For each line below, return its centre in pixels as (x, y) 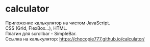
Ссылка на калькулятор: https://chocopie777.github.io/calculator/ (75, 39)
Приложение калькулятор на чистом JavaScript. (58, 23)
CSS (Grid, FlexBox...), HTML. (36, 28)
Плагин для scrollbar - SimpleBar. (41, 33)
